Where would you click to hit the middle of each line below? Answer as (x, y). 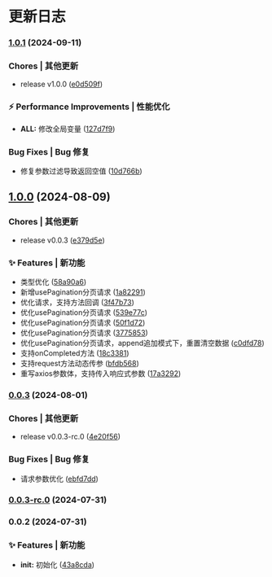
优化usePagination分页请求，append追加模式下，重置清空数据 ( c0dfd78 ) (142, 343)
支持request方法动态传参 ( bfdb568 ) (80, 363)
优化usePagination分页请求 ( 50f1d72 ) (83, 322)
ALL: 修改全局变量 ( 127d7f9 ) (68, 129)
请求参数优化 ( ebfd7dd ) (59, 479)
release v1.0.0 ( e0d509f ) (61, 84)
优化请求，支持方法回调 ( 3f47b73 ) (77, 302)
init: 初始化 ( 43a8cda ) (57, 564)
